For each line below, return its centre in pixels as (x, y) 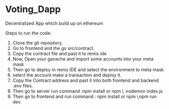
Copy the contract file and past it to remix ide (60, 53)
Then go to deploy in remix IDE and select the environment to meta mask (88, 70)
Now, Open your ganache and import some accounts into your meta (83, 59)
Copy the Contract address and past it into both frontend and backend (86, 80)
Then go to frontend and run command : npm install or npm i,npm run (84, 96)
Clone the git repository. (38, 43)
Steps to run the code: (29, 33)
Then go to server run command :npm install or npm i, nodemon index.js (88, 91)
